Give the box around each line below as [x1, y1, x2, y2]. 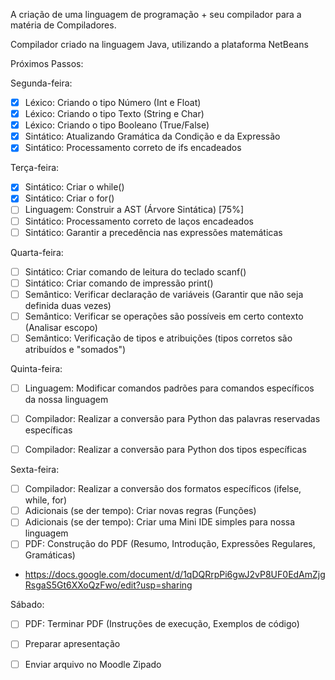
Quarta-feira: [10, 246, 64, 258]
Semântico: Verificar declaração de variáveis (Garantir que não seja [24, 288, 304, 300]
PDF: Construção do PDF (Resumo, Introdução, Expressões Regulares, [24, 538, 316, 550]
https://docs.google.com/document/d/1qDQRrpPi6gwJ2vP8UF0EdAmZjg [24, 569, 326, 581]
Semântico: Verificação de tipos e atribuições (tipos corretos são [24, 332, 293, 344]
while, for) [24, 494, 67, 506]
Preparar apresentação [24, 638, 121, 650]
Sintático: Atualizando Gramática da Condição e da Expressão [24, 130, 281, 143]
